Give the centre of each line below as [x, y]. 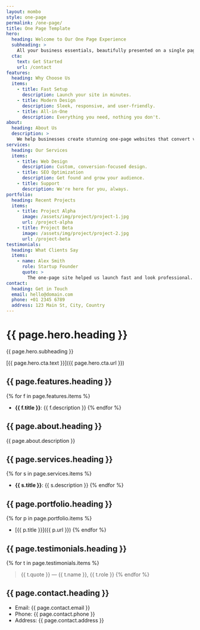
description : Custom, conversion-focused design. [85, 167]
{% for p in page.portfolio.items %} [49, 519]
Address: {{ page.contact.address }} [59, 620]
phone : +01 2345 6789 [38, 300]
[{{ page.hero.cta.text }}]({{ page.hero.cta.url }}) [65, 363]
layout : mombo [24, 12]
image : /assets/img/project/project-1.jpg [75, 217]
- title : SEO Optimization [50, 173]
